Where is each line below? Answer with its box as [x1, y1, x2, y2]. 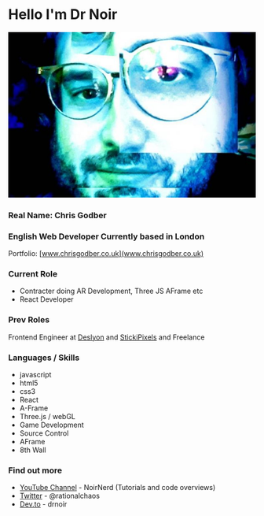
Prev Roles [8, 314, 49, 325]
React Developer [19, 295, 74, 304]
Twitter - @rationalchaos [19, 491, 101, 501]
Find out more [8, 465, 63, 476]
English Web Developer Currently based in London [8, 231, 205, 242]
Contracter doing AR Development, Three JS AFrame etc [19, 286, 203, 296]
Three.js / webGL [19, 412, 76, 421]
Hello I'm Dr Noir [8, 6, 118, 24]
